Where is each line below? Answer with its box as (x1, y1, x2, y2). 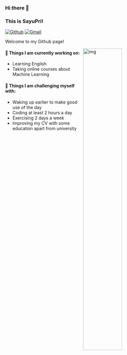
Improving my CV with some (12, 120, 70, 126)
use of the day (12, 104, 42, 110)
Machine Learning (12, 71, 49, 77)
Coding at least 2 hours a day (12, 109, 73, 115)
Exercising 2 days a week (12, 115, 64, 121)
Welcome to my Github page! (5, 39, 64, 45)
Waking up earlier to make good (12, 99, 78, 105)
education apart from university (12, 125, 77, 131)
